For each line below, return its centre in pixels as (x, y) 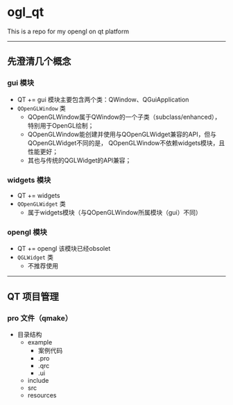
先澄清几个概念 (39, 61)
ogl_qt (26, 12)
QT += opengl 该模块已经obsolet (64, 249)
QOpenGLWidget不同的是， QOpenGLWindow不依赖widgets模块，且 (126, 142)
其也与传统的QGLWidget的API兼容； (79, 160)
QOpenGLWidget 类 (41, 204)
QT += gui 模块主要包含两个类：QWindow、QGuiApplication (103, 99)
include (38, 380)
